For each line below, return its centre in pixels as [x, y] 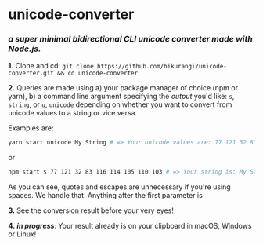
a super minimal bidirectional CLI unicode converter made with [130, 39]
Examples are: [31, 128]
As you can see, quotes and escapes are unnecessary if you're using [119, 187]
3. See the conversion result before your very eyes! [91, 210]
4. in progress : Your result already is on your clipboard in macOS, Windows [130, 226]
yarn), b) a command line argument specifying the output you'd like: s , [121, 97]
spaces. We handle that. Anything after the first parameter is [106, 196]
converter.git [31, 73]
